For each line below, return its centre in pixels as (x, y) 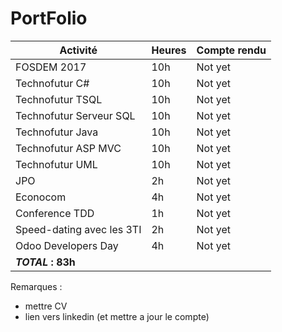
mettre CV (46, 306)
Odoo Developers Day (67, 245)
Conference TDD (55, 213)
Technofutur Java (57, 132)
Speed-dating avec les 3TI (78, 229)
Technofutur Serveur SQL (75, 115)
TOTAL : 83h (45, 262)
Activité (78, 50)
